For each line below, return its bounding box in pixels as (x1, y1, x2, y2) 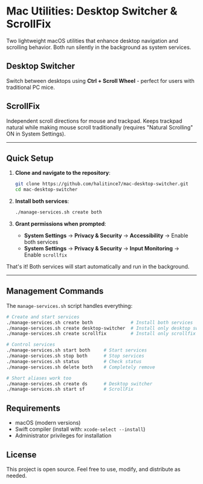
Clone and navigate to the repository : (14, 169, 111, 177)
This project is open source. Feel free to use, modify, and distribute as (6, 465, 181, 473)
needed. (6, 472, 27, 479)
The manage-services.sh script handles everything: (6, 302, 133, 309)
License (6, 450, 37, 460)
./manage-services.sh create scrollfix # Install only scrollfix (6, 331, 196, 337)
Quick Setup (6, 153, 54, 163)
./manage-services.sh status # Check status (6, 358, 142, 364)
